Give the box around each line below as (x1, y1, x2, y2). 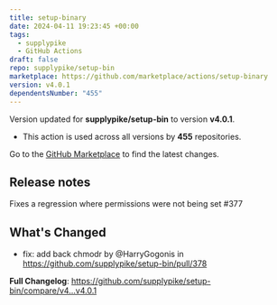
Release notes (9, 174, 91, 189)
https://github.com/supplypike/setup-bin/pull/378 (22, 258, 208, 269)
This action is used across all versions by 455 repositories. (22, 131, 242, 142)
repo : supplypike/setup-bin (9, 64, 115, 73)
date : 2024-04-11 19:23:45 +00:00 (9, 22, 140, 31)
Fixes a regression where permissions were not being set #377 (9, 199, 244, 209)
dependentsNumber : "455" (9, 88, 103, 97)
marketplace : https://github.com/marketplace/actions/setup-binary (9, 72, 269, 81)
